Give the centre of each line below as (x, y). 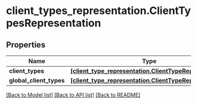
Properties (26, 45)
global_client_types (37, 80)
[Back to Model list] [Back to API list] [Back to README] (73, 95)
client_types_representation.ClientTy (98, 11)
